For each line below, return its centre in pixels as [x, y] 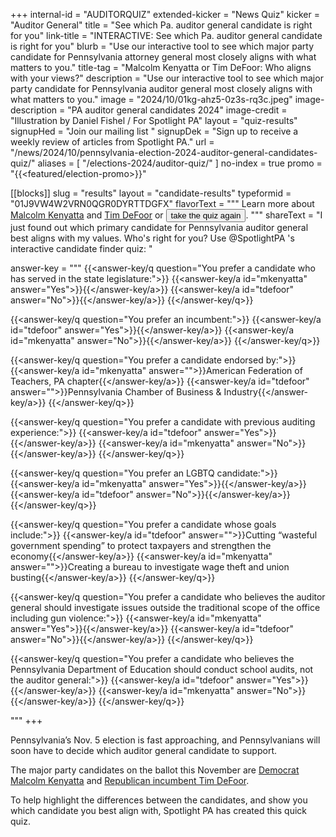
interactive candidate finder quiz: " [81, 248]
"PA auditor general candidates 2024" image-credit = [177, 110]
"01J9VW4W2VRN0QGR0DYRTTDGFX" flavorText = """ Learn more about [162, 203]
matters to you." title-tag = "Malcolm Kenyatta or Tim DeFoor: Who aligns [161, 67]
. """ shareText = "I [284, 215]
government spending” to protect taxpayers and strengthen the [141, 545]
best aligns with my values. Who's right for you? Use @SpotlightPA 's [152, 238]
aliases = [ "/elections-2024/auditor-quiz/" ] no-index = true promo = [180, 163]
